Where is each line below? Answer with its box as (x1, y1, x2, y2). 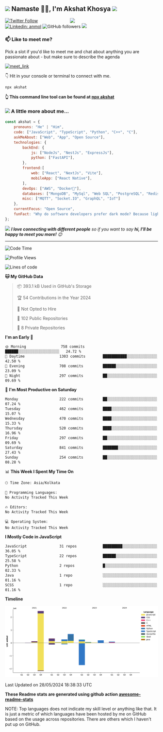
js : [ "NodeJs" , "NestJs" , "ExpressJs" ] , (31, 150, 114, 155)
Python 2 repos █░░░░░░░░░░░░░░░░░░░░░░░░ (5, 563, 158, 568)
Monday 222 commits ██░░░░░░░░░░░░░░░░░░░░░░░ (5, 397, 158, 401)
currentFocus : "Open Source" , (14, 207, 75, 212)
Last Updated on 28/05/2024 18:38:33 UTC (5, 682, 92, 688)
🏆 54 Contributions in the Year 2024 (16, 295, 91, 300)
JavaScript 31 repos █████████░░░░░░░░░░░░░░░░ (5, 544, 158, 549)
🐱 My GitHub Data (5, 273, 44, 279)
